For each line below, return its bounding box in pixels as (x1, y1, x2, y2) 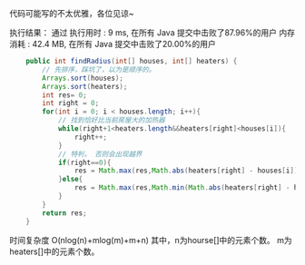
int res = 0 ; (42, 90, 88, 100)
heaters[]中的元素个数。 (9, 246, 100, 257)
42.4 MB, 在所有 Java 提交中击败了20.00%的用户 (31, 39, 216, 49)
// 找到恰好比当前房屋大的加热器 (57, 116, 165, 125)
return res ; (42, 208, 88, 218)
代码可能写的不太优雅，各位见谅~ (9, 8, 134, 18)
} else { (57, 175, 84, 184)
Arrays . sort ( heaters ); (42, 82, 128, 91)
